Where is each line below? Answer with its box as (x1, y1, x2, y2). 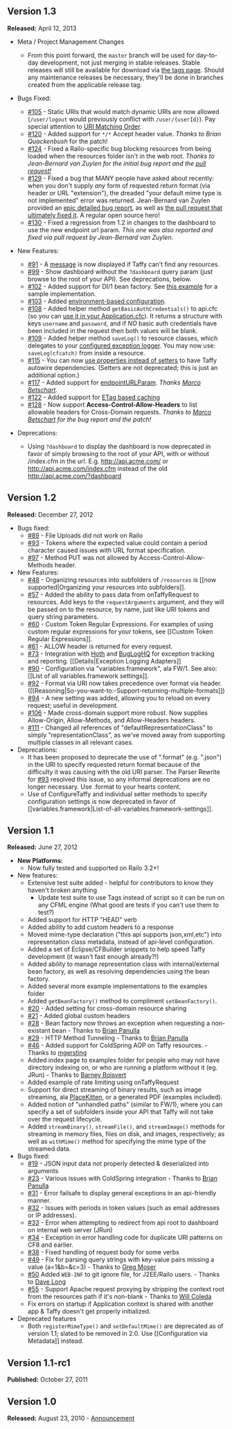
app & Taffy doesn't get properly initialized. (27, 1307, 151, 1316)
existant (27, 1026, 51, 1035)
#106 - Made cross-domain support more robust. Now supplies (27, 709, 208, 717)
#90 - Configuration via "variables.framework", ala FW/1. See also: (27, 664, 217, 672)
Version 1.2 (7, 492, 57, 503)
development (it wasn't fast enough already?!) (27, 953, 159, 961)
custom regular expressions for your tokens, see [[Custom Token (27, 627, 213, 636)
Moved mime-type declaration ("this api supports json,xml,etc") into (27, 930, 222, 939)
